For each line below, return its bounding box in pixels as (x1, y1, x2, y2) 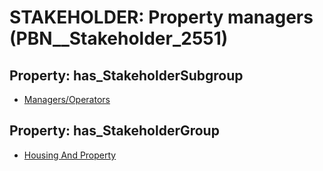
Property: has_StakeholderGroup (9, 122, 220, 140)
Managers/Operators (23, 94, 111, 105)
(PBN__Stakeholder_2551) (9, 27, 229, 50)
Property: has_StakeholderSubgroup (9, 67, 244, 84)
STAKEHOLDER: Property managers (9, 6, 314, 29)
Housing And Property (23, 149, 117, 161)
